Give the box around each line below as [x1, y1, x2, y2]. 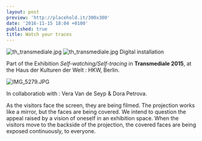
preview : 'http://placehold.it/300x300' [6, 15, 111, 21]
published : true [6, 26, 47, 32]
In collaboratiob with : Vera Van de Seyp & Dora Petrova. [6, 90, 147, 97]
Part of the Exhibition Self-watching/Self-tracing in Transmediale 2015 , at [6, 60, 192, 67]
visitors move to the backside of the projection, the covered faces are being [6, 121, 197, 128]
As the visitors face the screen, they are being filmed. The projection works [6, 101, 195, 109]
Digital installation [119, 48, 164, 55]
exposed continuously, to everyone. [6, 128, 96, 135]
